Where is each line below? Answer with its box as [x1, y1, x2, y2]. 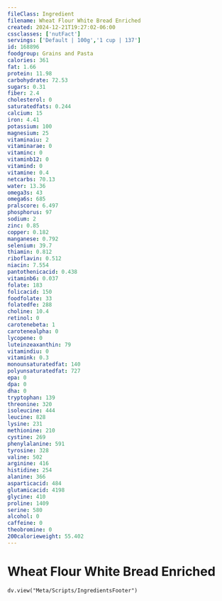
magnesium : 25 [7, 129, 50, 137]
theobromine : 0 [7, 526, 52, 533]
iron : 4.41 [7, 116, 40, 123]
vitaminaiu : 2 [7, 136, 50, 143]
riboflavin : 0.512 [7, 255, 62, 262]
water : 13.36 [7, 182, 46, 189]
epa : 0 [7, 374, 27, 381]
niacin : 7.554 [7, 262, 50, 269]
